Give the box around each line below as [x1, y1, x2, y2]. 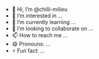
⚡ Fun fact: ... [11, 47, 45, 54]
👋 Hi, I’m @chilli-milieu [11, 6, 68, 13]
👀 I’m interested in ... [11, 12, 63, 19]
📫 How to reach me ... [11, 32, 68, 39]
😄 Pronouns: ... [11, 40, 51, 48]
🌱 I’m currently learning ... [11, 19, 76, 25]
